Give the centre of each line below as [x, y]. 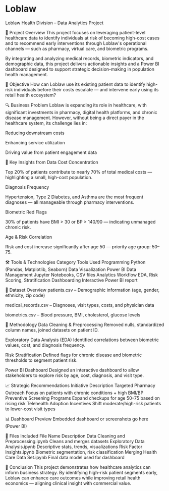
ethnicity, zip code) [25, 295]
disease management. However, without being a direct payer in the [75, 118]
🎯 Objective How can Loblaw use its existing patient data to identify [75, 84]
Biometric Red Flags [26, 212]
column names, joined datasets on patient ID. [52, 330]
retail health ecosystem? [31, 95]
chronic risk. [18, 227]
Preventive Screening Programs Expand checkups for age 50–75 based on [83, 398]
